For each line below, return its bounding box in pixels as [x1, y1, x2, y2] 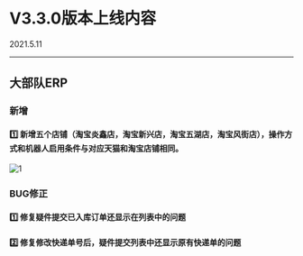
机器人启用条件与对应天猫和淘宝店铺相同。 [24, 142, 183, 153]
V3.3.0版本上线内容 [9, 8, 156, 29]
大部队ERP [9, 76, 69, 91]
